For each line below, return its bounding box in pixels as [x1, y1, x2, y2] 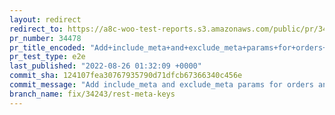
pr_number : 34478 [9, 33, 82, 43]
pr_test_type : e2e [9, 52, 86, 62]
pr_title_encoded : [9, 42, 86, 53]
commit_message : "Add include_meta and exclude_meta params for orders [9, 80, 314, 90]
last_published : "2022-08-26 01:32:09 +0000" [9, 61, 202, 71]
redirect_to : [9, 24, 64, 34]
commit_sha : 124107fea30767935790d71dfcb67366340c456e [9, 71, 243, 81]
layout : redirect [9, 14, 82, 25]
